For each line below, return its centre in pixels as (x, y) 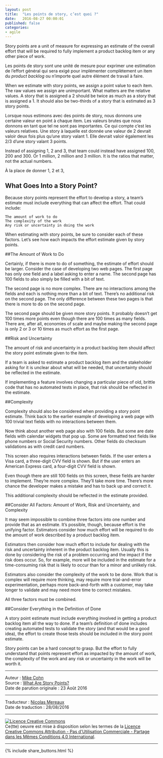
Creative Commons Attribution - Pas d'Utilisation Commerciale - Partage (77, 731)
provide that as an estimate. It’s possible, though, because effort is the (75, 524)
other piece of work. (25, 56)
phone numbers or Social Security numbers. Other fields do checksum (76, 441)
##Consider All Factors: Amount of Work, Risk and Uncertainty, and (72, 505)
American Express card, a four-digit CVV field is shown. (61, 466)
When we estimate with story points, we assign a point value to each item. (79, 85)
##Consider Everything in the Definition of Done (53, 609)
